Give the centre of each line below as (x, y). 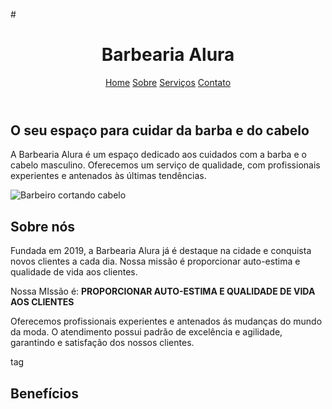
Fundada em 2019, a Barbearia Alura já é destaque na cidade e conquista (161, 251)
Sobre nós (43, 226)
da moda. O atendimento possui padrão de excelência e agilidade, (146, 332)
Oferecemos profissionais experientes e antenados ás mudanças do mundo (166, 321)
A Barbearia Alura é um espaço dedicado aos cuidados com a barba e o (158, 155)
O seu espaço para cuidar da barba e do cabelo (160, 130)
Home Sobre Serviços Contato (168, 82)
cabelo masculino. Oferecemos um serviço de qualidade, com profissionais (165, 165)
